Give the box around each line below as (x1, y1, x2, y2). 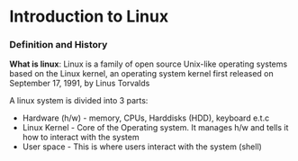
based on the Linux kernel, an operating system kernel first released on (9, 68, 275, 79)
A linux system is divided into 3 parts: (9, 95, 149, 106)
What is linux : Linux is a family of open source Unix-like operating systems (9, 58, 288, 69)
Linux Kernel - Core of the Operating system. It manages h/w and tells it (22, 122, 289, 133)
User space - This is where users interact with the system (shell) (22, 141, 263, 152)
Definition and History (9, 39, 108, 51)
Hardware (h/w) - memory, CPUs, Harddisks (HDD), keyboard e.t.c (22, 112, 270, 123)
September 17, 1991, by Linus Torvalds (9, 78, 150, 89)
